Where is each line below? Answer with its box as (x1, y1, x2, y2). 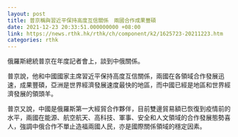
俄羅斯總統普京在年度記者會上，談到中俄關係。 (7, 57, 144, 66)
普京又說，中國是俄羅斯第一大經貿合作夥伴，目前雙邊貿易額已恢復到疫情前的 (7, 105, 231, 113)
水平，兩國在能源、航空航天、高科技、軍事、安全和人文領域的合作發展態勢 (7, 114, 225, 122)
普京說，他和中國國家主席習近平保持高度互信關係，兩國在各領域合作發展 (7, 72, 218, 81)
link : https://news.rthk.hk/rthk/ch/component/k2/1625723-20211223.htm (7, 30, 223, 37)
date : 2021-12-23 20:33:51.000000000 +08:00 (7, 23, 141, 30)
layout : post (7, 10, 46, 18)
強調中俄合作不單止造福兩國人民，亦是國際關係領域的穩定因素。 (19, 122, 206, 131)
